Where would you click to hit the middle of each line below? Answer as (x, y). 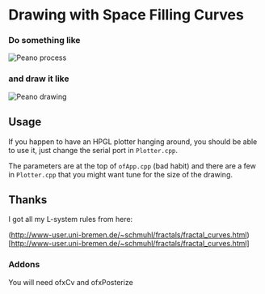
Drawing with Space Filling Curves (126, 15)
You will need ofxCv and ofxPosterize (71, 282)
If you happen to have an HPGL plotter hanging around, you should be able (133, 141)
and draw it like (39, 79)
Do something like (44, 40)
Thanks (28, 200)
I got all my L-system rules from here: (71, 219)
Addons (24, 265)
